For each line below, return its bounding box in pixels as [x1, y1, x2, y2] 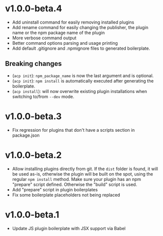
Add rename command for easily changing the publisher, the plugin [12, 24, 149, 30]
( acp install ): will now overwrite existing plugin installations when [12, 88, 147, 94]
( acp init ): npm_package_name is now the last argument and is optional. [12, 72, 154, 79]
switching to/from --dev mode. [12, 93, 75, 99]
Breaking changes [5, 59, 62, 68]
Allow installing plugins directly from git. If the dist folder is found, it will [12, 166, 158, 172]
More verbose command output [12, 35, 77, 41]
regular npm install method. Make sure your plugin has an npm [12, 176, 141, 182]
